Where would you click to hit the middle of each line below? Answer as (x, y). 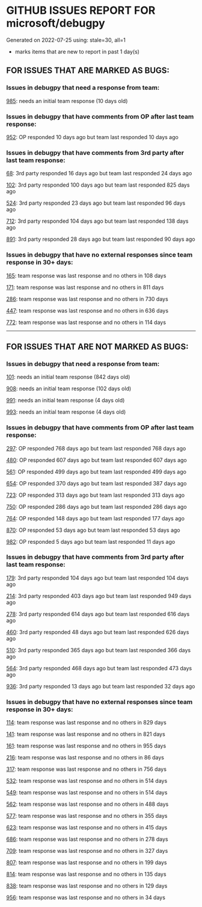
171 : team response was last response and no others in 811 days (85, 287)
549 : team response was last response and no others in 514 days (87, 793)
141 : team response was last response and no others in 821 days (86, 734)
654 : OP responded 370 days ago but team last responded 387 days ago (96, 483)
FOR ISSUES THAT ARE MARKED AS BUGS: (88, 71)
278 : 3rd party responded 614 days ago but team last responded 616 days (98, 614)
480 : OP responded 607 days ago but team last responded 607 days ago (97, 460)
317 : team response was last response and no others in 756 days (87, 769)
